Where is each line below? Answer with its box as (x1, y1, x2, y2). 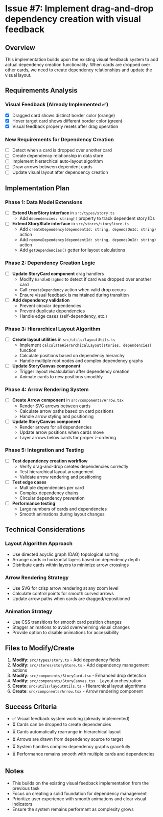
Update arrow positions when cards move (19, 429, 104, 435)
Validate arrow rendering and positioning (19, 474, 102, 480)
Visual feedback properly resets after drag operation (12, 123, 118, 129)
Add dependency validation (12, 297, 70, 303)
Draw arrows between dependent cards (12, 164, 93, 170)
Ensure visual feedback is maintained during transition (19, 292, 129, 298)
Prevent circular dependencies (19, 303, 82, 308)
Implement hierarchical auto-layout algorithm (12, 158, 103, 164)
